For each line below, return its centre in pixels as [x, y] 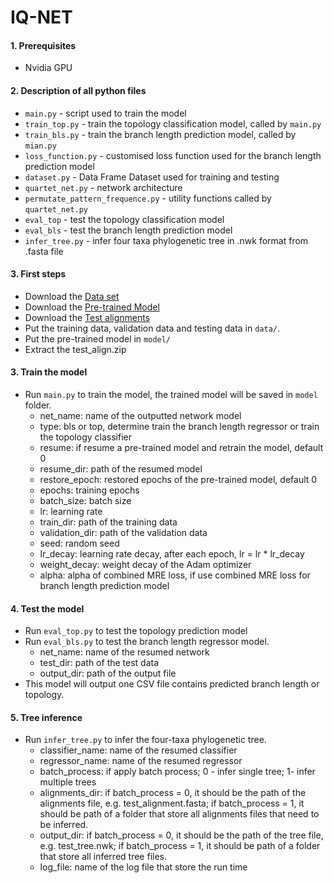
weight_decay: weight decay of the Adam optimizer [145, 564]
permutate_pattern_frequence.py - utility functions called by [148, 198]
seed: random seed [79, 543]
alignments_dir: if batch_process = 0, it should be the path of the [173, 793]
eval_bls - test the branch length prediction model [128, 230]
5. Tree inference [46, 717]
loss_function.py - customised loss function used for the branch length [173, 155]
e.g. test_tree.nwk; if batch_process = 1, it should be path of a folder [180, 846]
